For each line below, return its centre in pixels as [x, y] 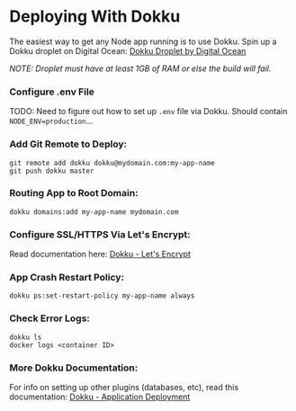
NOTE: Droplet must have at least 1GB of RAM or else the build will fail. [140, 68]
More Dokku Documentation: [74, 368]
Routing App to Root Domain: [74, 193]
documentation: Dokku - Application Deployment [100, 397]
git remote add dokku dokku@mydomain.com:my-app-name [112, 163]
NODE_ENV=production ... [51, 121]
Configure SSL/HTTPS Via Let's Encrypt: [100, 234]
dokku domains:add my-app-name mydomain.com [94, 212]
